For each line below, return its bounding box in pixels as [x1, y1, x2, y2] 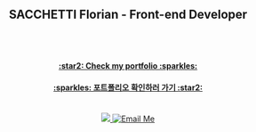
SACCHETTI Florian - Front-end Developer [8, 7, 248, 22]
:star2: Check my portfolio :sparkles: [58, 61, 198, 71]
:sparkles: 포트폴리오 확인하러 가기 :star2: [52, 82, 204, 93]
